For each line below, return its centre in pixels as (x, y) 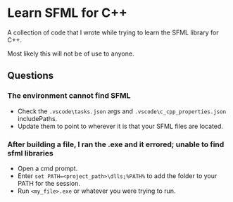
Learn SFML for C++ (68, 13)
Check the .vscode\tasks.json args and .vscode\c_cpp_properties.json (122, 111)
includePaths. (37, 118)
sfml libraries (31, 153)
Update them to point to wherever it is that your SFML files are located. (120, 126)
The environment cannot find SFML (69, 96)
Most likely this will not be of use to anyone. (71, 53)
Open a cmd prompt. (48, 168)
